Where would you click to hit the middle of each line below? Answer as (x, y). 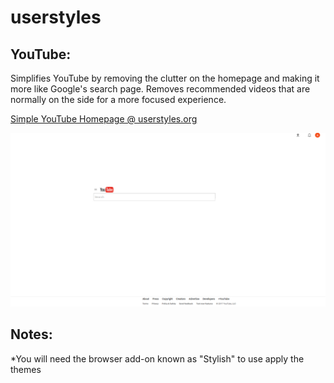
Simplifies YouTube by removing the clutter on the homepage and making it (165, 78)
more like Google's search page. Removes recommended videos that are (160, 89)
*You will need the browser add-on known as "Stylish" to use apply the (157, 358)
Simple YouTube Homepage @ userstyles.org (104, 119)
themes (26, 369)
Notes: (31, 334)
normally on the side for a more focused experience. (118, 99)
